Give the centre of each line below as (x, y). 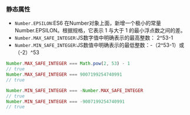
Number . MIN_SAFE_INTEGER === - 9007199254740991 (66, 102)
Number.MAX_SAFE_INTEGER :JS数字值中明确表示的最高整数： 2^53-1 (94, 38)
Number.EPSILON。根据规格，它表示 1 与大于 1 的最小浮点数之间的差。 (100, 31)
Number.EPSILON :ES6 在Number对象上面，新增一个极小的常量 (88, 23)
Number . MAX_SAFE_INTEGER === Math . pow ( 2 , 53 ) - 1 (68, 64)
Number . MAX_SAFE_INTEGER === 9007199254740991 (64, 75)
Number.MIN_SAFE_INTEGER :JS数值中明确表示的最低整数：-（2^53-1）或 (99, 45)
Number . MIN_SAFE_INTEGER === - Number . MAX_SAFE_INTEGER (75, 90)
